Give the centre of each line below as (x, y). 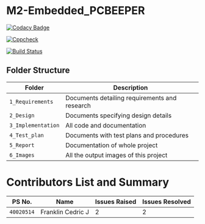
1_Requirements (31, 102)
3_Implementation (34, 125)
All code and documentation (106, 125)
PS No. (22, 201)
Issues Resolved (167, 201)
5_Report (22, 145)
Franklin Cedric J (65, 212)
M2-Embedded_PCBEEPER (76, 11)
